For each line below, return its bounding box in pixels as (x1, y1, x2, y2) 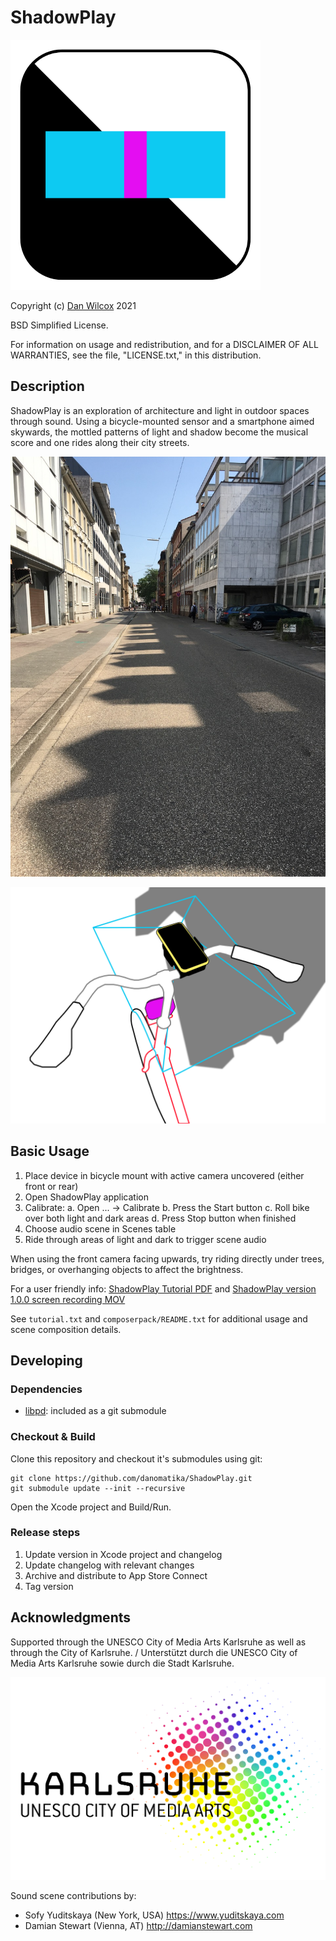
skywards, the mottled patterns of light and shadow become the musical (10, 426, 309, 438)
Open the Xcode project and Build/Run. (10, 1501, 172, 1513)
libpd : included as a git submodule (24, 1405, 167, 1417)
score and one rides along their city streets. (10, 436, 190, 448)
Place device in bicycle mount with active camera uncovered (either (24, 1169, 305, 1181)
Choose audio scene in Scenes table (24, 1222, 177, 1235)
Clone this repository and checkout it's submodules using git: (10, 1452, 263, 1465)
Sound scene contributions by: (10, 1890, 137, 1901)
